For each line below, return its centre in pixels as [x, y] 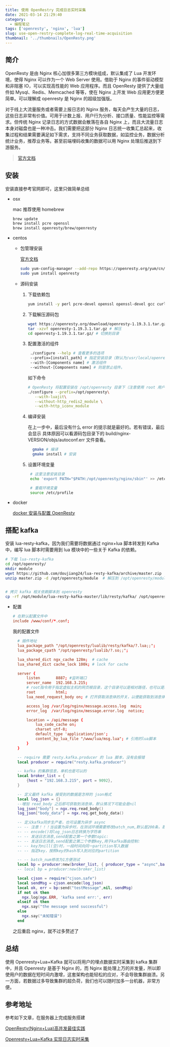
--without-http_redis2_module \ [69, 401]
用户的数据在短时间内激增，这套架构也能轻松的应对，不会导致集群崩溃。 [85, 974]
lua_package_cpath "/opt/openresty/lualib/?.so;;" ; [73, 650]
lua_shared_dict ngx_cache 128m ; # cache [63, 660]
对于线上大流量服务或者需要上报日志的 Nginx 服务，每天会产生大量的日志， [83, 109]
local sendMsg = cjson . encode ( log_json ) [60, 883]
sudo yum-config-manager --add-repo [59, 269]
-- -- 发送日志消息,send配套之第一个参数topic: [63, 836]
